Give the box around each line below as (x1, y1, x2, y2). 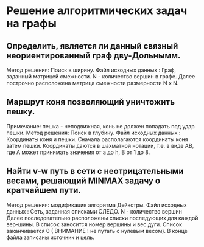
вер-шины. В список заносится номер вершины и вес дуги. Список (6, 220, 183, 228)
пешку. (6, 106, 35, 117)
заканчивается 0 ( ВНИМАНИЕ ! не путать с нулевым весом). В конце (6, 227, 188, 234)
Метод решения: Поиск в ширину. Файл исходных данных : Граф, (6, 66, 177, 74)
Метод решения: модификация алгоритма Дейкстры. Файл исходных (6, 201, 187, 209)
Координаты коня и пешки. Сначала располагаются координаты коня (6, 135, 188, 143)
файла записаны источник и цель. (6, 234, 94, 241)
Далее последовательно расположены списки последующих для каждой (6, 214, 199, 221)
